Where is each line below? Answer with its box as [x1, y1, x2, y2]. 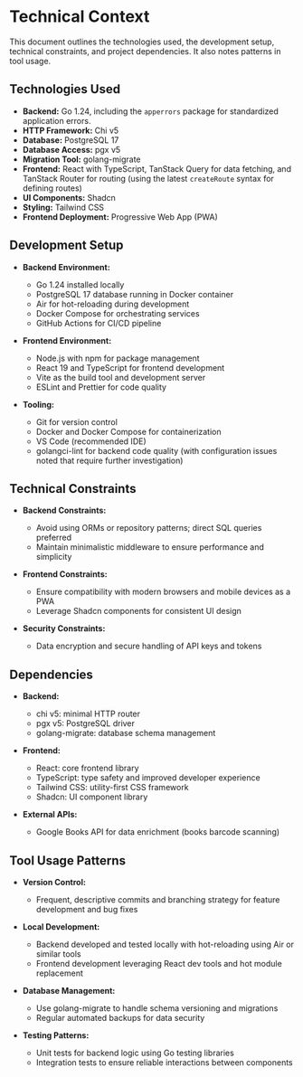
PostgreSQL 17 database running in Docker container [35, 288, 233, 299]
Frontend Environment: [22, 335, 112, 345]
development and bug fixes [35, 904, 138, 914]
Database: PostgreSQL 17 [22, 134, 119, 146]
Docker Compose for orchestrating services [35, 307, 201, 318]
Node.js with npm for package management [35, 353, 201, 364]
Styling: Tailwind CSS [22, 202, 105, 213]
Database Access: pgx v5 [22, 144, 121, 155]
